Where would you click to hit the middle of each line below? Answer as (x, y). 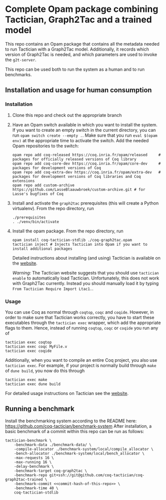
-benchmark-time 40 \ (36, 488)
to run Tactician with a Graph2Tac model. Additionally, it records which (77, 49)
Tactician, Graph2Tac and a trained (79, 20)
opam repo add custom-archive (43, 185)
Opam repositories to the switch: (45, 146)
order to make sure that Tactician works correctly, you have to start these (80, 317)
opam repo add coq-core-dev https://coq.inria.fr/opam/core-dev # (86, 164)
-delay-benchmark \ (34, 466)
